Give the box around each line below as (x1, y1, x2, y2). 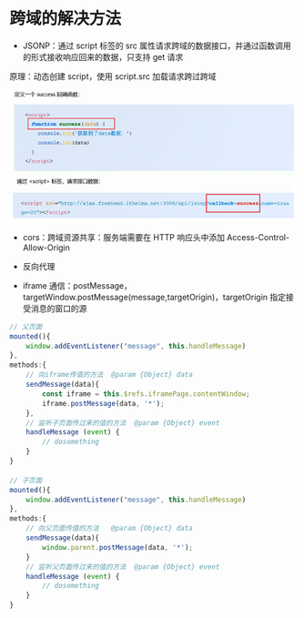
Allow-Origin (22, 242, 71, 253)
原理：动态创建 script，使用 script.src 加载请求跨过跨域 (9, 70, 217, 82)
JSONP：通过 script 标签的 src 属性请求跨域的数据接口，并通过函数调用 (22, 40, 291, 51)
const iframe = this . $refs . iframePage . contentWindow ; (42, 389, 250, 399)
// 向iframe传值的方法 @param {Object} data (25, 370, 193, 380)
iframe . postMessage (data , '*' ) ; (42, 399, 166, 408)
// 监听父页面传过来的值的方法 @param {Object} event (25, 562, 220, 572)
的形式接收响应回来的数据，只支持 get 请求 (22, 51, 184, 62)
